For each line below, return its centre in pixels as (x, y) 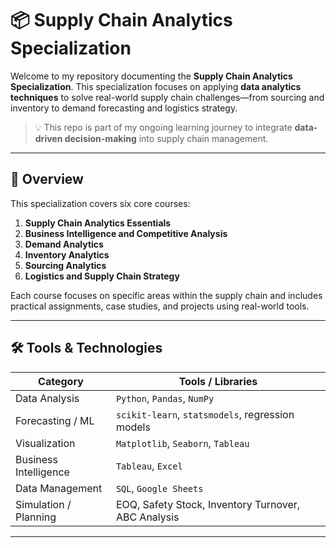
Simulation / (43, 504)
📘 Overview (47, 179)
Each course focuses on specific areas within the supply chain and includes (166, 295)
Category (61, 381)
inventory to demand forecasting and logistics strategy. (124, 108)
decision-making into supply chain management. (166, 138)
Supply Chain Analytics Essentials (98, 223)
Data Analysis (47, 398)
